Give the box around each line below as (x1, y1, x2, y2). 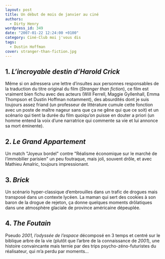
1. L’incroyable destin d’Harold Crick (5, 67, 120, 76)
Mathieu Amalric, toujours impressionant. (5, 161, 89, 167)
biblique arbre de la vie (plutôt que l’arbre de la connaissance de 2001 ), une (5, 238, 160, 244)
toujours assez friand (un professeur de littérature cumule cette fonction (5, 102, 153, 108)
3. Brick (5, 175, 30, 184)
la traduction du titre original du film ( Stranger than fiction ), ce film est (5, 86, 149, 92)
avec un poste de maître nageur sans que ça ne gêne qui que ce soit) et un (5, 107, 159, 113)
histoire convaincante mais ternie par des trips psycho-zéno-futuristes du (5, 243, 157, 249)
